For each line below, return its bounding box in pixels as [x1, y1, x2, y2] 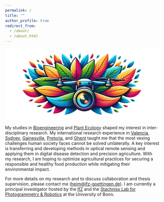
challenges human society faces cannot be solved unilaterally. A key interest [5, 140, 160, 146]
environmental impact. [5, 166, 50, 172]
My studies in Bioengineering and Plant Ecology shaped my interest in [5, 125, 146, 131]
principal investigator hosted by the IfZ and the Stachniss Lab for [5, 186, 136, 192]
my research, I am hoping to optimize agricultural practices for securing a [5, 156, 153, 161]
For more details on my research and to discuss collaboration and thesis [5, 176, 151, 181]
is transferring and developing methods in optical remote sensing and [5, 145, 145, 151]
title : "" [5, 13, 25, 18]
